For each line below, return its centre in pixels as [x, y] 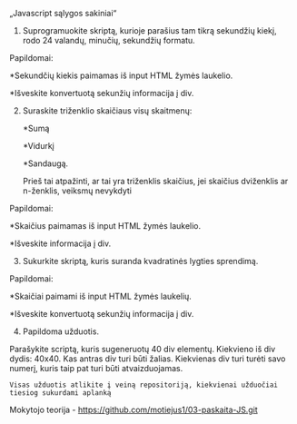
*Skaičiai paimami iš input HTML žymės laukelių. [101, 296]
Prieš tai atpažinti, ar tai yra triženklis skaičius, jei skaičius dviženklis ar [155, 181]
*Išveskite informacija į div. [60, 243]
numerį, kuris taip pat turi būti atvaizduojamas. [96, 368]
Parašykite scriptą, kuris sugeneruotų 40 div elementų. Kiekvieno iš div [143, 349]
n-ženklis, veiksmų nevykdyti [77, 191]
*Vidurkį [38, 146]
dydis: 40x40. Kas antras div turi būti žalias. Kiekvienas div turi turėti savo [148, 359]
